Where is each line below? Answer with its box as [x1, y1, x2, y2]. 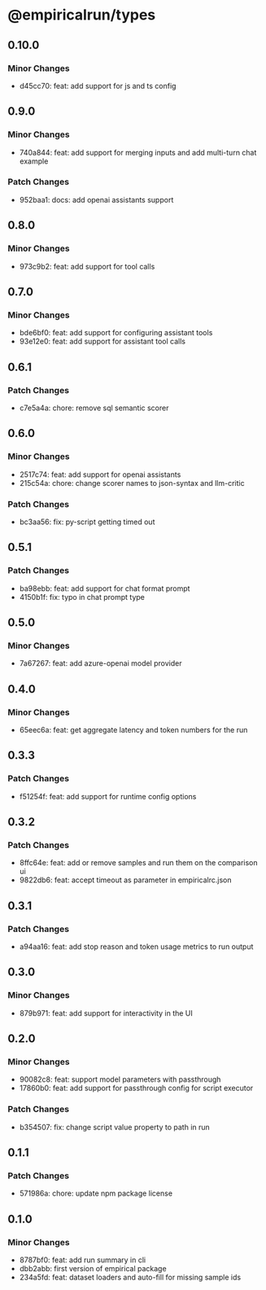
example [19, 156, 49, 166]
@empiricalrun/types [7, 6, 156, 24]
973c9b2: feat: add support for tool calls [19, 261, 155, 271]
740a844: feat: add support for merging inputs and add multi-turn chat [19, 147, 257, 157]
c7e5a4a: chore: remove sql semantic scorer [19, 403, 169, 413]
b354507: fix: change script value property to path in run [19, 1122, 211, 1132]
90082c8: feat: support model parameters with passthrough [19, 1074, 221, 1084]
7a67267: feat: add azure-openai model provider [19, 658, 182, 668]
